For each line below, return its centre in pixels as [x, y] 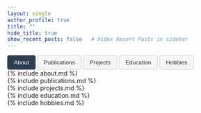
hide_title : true [32, 33]
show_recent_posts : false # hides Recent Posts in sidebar [98, 40]
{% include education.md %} [49, 96]
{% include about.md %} [42, 73]
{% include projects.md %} [46, 88]
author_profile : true [39, 20]
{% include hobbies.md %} [46, 103]
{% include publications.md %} [52, 81]
